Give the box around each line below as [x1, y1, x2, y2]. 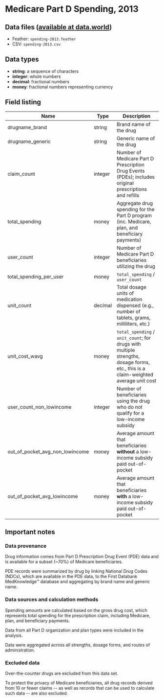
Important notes [5, 528, 55, 537]
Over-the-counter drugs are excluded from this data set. [5, 670, 119, 676]
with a [116, 493, 131, 500]
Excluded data [5, 659, 40, 666]
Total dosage [116, 283, 146, 290]
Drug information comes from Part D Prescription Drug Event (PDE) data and [5, 554, 159, 560]
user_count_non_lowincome [7, 403, 72, 410]
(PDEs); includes [116, 173, 155, 180]
